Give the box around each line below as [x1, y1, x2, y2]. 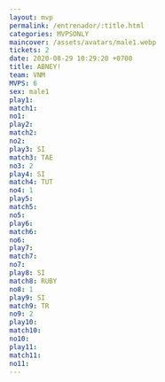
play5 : [9, 194, 34, 204]
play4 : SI [9, 169, 46, 178]
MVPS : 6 [9, 79, 38, 88]
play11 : [9, 342, 38, 351]
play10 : [9, 318, 38, 327]
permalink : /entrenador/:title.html [9, 21, 145, 30]
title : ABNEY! [9, 63, 62, 72]
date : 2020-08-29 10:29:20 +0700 [9, 54, 133, 63]
